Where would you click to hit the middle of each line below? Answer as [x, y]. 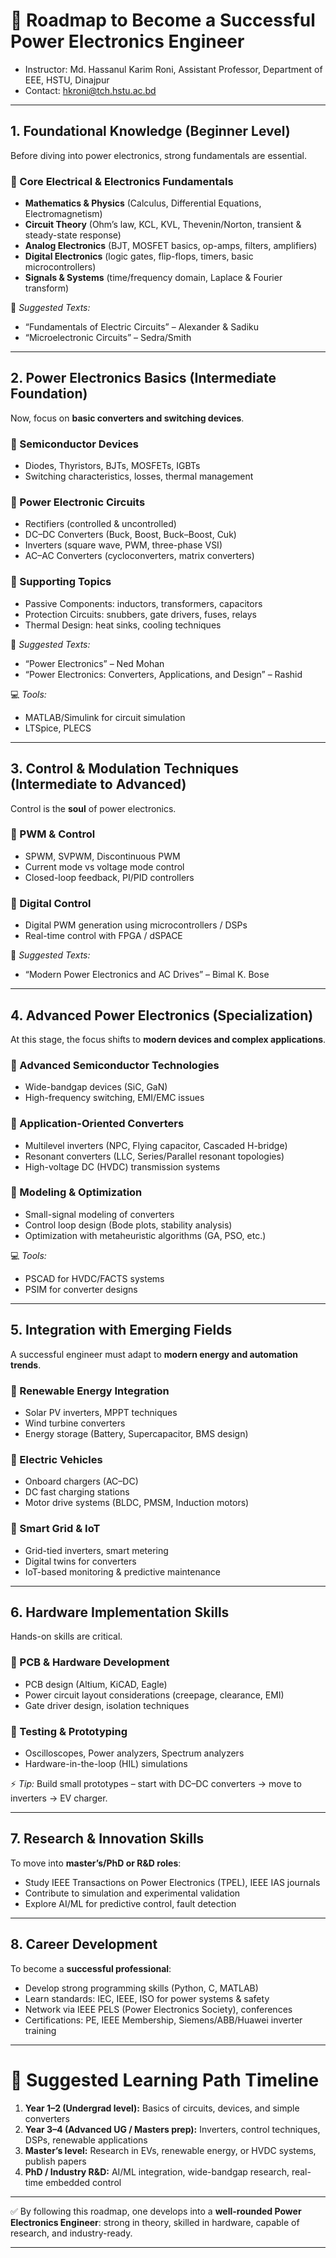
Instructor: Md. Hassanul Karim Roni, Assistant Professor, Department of [173, 69]
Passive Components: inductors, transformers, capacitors [143, 603]
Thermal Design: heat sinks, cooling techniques [123, 625]
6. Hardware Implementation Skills [120, 1612]
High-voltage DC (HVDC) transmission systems [122, 1166]
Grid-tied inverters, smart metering [96, 1550]
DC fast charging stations [77, 1492]
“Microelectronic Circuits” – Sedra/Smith [108, 338]
